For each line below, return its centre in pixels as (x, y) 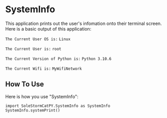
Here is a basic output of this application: (48, 28)
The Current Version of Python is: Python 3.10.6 (59, 59)
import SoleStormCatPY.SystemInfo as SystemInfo (58, 106)
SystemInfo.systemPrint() (33, 110)
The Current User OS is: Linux (38, 39)
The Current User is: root (33, 49)
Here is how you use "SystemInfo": (42, 96)
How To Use (25, 84)
